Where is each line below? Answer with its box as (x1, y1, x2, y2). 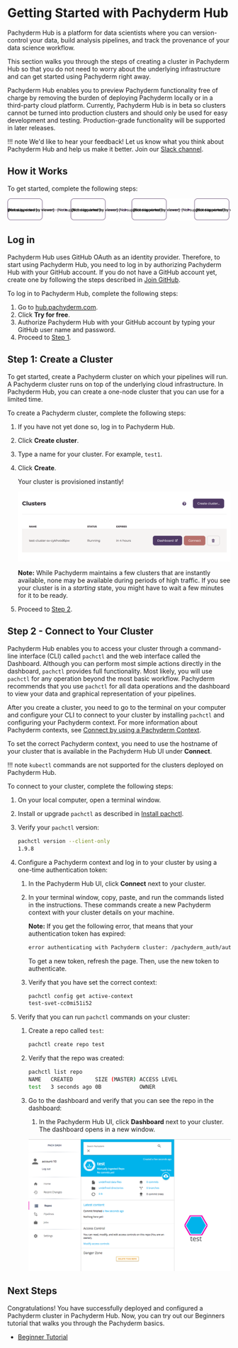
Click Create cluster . (17, 436, 79, 444)
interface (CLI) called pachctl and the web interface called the (19, 652, 201, 660)
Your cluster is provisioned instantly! (17, 477, 124, 486)
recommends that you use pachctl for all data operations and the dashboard (7, 681, 230, 690)
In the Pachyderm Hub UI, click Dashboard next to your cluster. (38, 1117, 225, 1126)
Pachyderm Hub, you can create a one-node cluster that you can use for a (7, 387, 225, 396)
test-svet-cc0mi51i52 (28, 1000, 92, 1007)
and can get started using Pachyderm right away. (7, 72, 151, 81)
